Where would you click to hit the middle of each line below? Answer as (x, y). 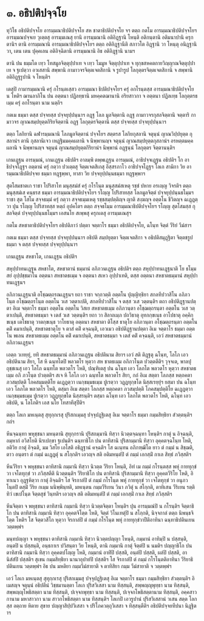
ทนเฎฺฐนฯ (16, 282)
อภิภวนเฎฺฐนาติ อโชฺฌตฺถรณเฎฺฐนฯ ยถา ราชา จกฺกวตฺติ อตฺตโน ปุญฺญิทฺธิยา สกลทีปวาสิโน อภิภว (98, 294)
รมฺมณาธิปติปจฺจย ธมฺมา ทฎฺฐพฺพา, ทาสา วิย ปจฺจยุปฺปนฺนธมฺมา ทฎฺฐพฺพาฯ (76, 173)
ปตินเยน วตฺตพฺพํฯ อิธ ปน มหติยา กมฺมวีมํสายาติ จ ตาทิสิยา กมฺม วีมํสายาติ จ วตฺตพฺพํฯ (89, 566)
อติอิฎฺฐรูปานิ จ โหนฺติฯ (28, 77)
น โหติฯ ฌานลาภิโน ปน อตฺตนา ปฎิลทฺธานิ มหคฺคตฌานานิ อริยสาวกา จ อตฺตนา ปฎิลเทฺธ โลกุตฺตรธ (102, 96)
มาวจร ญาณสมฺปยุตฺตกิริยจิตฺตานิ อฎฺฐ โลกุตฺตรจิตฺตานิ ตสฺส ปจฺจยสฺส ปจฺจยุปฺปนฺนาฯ (86, 121)
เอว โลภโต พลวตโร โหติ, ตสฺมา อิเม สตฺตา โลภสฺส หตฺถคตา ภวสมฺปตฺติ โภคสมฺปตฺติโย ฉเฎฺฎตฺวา (100, 388)
